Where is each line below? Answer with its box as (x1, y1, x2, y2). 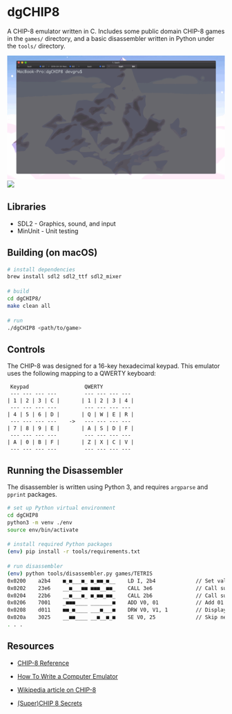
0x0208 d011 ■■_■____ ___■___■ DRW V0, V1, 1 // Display (7, 607, 227, 614)
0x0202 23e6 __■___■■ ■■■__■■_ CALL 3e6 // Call (7, 585, 217, 592)
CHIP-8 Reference (17, 659, 70, 667)
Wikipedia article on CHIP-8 (17, 686, 97, 694)
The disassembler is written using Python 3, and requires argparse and (7, 483, 209, 491)
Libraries (7, 201, 46, 213)
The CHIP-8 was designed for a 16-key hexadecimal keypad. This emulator (7, 362, 220, 370)
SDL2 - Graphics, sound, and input (17, 219, 116, 228)
